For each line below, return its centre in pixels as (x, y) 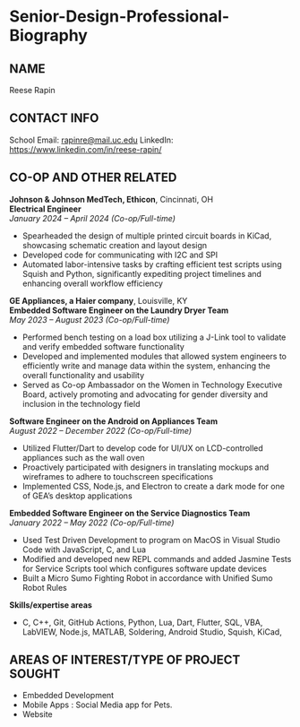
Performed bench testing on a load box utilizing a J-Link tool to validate (154, 337)
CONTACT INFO (54, 118)
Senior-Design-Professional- (120, 17)
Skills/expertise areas (51, 605)
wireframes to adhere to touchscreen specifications (117, 476)
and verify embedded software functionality (103, 346)
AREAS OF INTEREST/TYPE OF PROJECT (125, 660)
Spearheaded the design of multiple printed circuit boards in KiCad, (147, 236)
